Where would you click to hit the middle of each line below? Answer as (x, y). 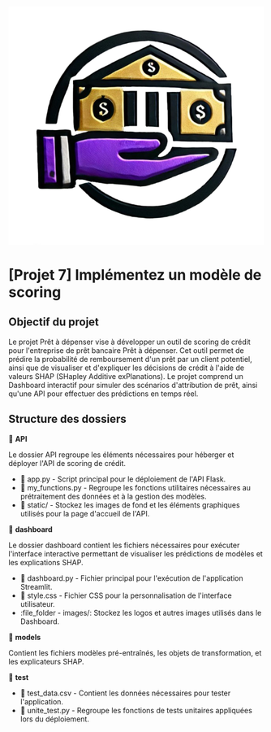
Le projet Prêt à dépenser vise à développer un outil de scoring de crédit (130, 342)
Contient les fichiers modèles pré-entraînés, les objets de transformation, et (135, 652)
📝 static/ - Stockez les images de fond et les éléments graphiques (130, 505)
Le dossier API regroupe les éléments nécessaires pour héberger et (121, 455)
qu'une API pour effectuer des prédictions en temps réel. (103, 394)
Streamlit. (36, 586)
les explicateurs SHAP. (46, 661)
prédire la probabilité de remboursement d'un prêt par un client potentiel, (131, 359)
